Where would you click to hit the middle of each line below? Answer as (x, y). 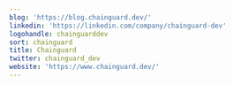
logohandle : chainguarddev (59, 34)
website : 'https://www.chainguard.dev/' (85, 67)
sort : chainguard (41, 42)
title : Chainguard (43, 50)
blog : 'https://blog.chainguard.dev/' (80, 17)
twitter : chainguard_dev (55, 58)
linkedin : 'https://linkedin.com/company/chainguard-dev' (118, 26)
